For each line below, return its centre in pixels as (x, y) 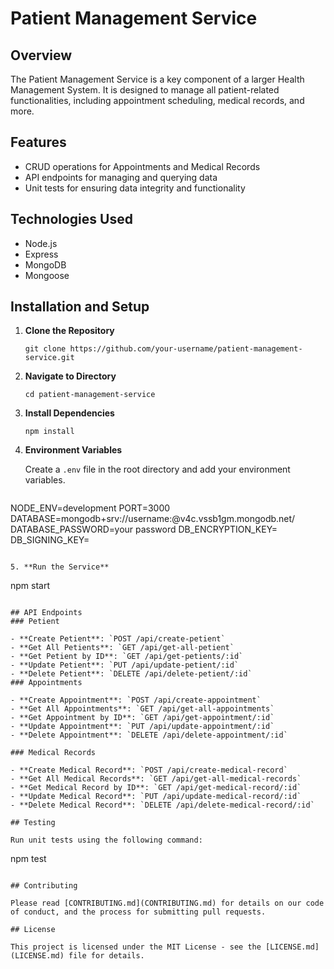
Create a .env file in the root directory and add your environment (157, 469)
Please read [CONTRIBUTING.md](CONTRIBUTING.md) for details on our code (167, 903)
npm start (30, 586)
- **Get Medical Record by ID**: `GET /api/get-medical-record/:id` (156, 788)
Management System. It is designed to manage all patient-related (145, 90)
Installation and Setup (80, 307)
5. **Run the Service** (60, 567)
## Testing (33, 823)
